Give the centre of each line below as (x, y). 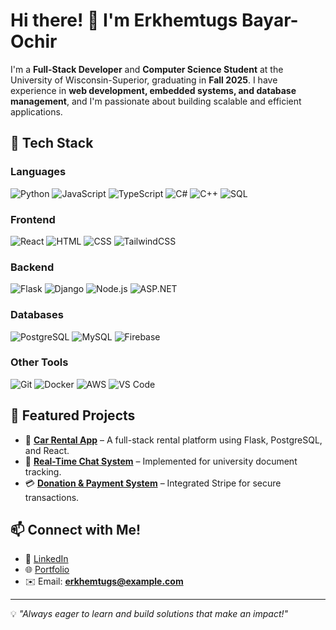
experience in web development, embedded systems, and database (153, 90)
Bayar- (270, 20)
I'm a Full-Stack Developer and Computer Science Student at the (147, 69)
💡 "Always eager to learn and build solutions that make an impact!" (149, 614)
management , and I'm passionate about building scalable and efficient (156, 101)
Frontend (33, 219)
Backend (32, 267)
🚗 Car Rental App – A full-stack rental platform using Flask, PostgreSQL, (173, 440)
